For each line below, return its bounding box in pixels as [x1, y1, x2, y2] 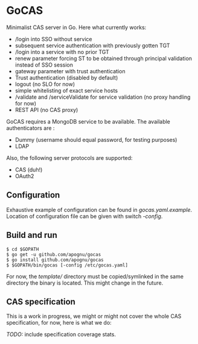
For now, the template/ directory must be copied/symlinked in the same [6, 273, 184, 280]
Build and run [6, 230, 57, 240]
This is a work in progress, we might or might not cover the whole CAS [6, 313, 182, 320]
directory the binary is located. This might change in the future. [6, 279, 164, 286]
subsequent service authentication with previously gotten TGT [14, 42, 170, 49]
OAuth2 [14, 172, 34, 179]
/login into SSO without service [14, 35, 92, 42]
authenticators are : [6, 124, 55, 131]
